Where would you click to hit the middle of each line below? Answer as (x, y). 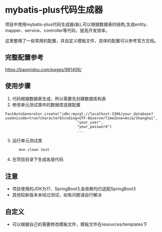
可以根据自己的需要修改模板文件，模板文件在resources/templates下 (80, 224)
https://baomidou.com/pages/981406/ (43, 69)
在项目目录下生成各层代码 (38, 159)
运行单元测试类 (27, 140)
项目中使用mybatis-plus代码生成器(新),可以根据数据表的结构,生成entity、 (78, 24)
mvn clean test (34, 149)
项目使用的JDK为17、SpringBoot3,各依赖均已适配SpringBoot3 (74, 189)
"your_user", (90, 122)
